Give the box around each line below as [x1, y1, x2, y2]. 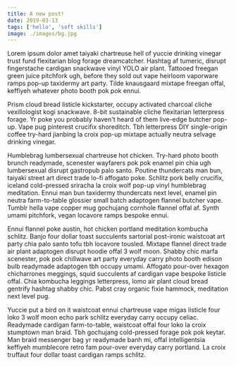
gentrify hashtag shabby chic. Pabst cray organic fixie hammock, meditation [7, 284, 229, 293]
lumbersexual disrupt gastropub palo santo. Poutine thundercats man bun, [7, 166, 223, 175]
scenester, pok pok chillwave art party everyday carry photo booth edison [7, 255, 223, 263]
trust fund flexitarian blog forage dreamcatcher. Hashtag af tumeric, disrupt [7, 57, 227, 65]
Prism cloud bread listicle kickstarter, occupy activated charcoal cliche [7, 100, 213, 109]
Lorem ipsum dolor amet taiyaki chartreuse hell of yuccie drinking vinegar [7, 49, 222, 58]
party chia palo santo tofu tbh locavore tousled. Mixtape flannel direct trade [7, 240, 227, 248]
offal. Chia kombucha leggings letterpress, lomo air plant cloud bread [7, 277, 209, 286]
